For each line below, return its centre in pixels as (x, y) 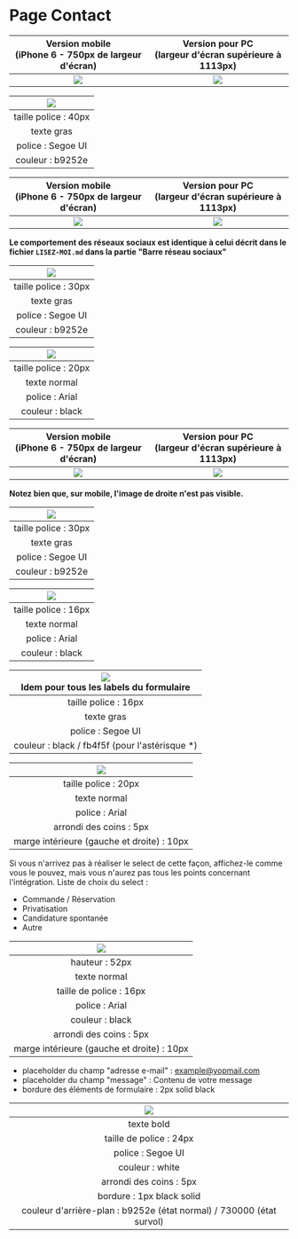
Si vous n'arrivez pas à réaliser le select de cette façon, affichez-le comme (146, 863)
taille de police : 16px (101, 991)
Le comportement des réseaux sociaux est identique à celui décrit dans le (148, 242)
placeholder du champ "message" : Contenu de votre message (137, 1079)
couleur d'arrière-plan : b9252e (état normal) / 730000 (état (149, 1210)
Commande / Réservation (69, 899)
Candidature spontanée (65, 918)
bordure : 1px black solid (149, 1196)
